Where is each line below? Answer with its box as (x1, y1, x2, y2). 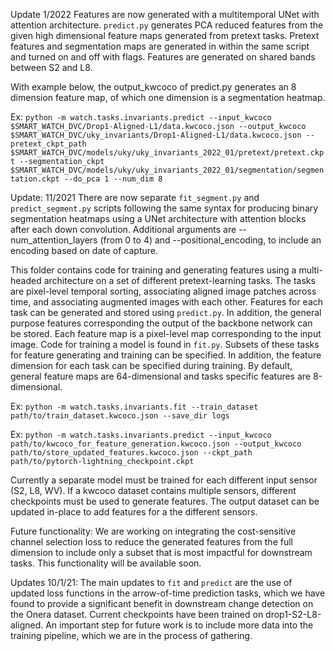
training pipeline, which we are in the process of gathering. (10, 630, 253, 641)
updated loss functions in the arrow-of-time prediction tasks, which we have (10, 587, 326, 599)
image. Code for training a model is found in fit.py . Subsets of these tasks (10, 339, 320, 350)
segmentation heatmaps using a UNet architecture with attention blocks (10, 213, 307, 224)
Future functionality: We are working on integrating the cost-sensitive (10, 525, 297, 537)
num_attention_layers (10, 234, 98, 246)
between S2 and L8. (10, 62, 93, 73)
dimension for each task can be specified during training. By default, (10, 360, 293, 371)
